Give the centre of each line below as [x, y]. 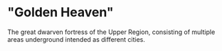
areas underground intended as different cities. [76, 39]
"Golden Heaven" [60, 12]
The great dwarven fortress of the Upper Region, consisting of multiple [111, 32]
